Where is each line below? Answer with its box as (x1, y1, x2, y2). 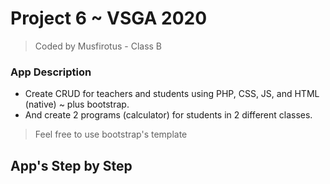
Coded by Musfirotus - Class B (34, 40, 163, 52)
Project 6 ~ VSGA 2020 (10, 7, 208, 30)
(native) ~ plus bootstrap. (24, 98, 130, 111)
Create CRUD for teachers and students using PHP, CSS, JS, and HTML (24, 88, 320, 100)
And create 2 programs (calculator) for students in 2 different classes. (24, 109, 313, 121)
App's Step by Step (10, 157, 133, 174)
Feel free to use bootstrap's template (34, 128, 188, 141)
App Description (10, 65, 92, 79)
